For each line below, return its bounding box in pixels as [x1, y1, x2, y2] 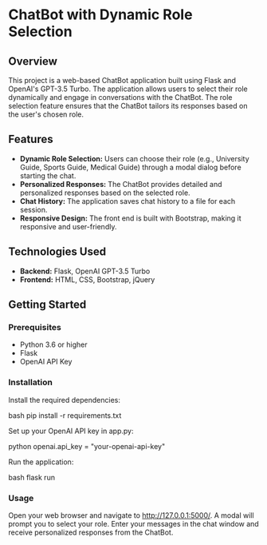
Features [8, 133, 53, 146]
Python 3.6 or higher [19, 340, 88, 349]
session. [19, 205, 48, 214]
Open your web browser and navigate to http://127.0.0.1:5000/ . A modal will [8, 510, 254, 520]
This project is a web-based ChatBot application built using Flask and [8, 76, 237, 85]
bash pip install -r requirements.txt [8, 410, 122, 420]
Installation [8, 377, 53, 388]
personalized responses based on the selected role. [19, 188, 190, 197]
